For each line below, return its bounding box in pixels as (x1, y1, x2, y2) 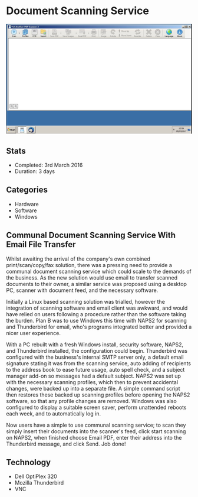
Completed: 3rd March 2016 (14, 161, 83, 168)
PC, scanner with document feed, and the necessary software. (6, 287, 159, 294)
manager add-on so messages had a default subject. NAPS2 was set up (6, 372, 181, 379)
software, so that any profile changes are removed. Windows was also (6, 397, 177, 404)
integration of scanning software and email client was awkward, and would (6, 304, 188, 311)
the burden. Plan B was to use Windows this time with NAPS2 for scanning (6, 317, 187, 324)
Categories (6, 185, 48, 195)
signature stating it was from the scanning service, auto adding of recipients (6, 359, 192, 367)
